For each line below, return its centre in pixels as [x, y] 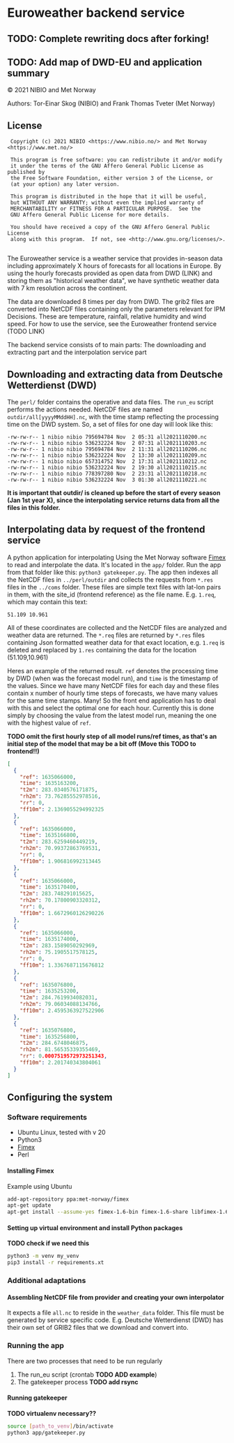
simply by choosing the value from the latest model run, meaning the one [112, 715]
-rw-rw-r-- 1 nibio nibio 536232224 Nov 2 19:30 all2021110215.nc [107, 468]
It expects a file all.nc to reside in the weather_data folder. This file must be [116, 1313]
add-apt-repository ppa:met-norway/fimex [68, 1199]
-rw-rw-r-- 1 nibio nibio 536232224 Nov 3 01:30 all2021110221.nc [107, 480]
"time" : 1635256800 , [49, 1037]
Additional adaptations [47, 1281]
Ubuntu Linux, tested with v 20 [61, 1132]
